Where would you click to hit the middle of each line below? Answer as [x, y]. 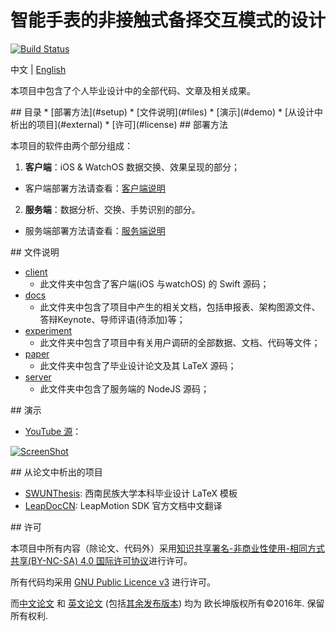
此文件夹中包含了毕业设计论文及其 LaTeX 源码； [138, 365]
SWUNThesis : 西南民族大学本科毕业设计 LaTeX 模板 [131, 493]
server [38, 377]
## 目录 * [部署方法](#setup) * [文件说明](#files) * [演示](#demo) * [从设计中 [167, 112]
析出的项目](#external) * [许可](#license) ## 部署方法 [119, 124]
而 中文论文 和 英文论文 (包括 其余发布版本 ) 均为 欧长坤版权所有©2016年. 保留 [167, 603]
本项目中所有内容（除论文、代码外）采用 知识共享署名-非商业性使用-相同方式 [167, 548]
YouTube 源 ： [53, 431]
